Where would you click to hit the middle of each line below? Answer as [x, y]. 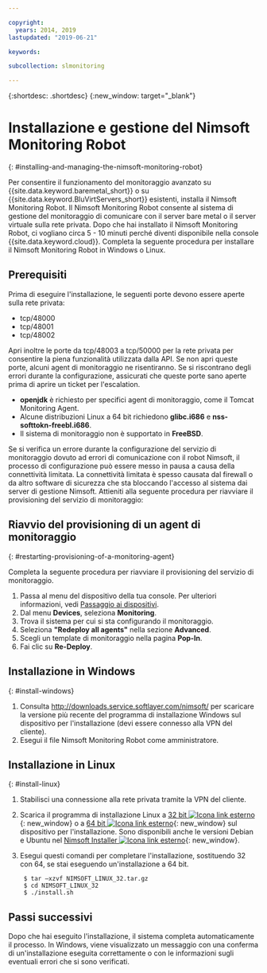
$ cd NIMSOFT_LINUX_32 [61, 886]
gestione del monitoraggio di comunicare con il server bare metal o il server [132, 217]
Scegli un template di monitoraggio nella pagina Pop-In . [111, 638]
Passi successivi [50, 917]
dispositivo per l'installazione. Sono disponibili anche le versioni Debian [137, 832]
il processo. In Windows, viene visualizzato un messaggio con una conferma [133, 945]
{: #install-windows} [41, 690]
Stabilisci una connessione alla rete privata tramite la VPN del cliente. [133, 799]
